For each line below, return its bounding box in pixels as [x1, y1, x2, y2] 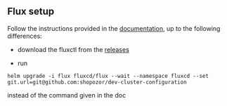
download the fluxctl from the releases [17, 45, 130, 53]
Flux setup [7, 6, 55, 18]
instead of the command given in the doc [7, 91, 127, 99]
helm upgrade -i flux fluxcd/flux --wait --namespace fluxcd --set [7, 72, 209, 79]
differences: [7, 32, 42, 40]
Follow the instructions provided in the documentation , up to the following [7, 24, 221, 32]
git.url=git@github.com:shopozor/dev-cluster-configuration [7, 79, 188, 86]
